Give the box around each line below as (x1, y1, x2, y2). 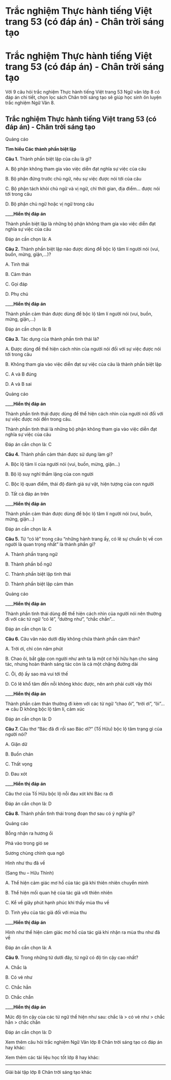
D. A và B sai (5, 381, 32, 387)
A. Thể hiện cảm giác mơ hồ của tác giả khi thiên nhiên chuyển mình (5, 879, 149, 886)
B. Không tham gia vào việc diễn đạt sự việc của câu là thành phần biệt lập (5, 361, 162, 367)
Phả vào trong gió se (5, 840, 49, 846)
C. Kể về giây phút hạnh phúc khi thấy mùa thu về (5, 899, 109, 905)
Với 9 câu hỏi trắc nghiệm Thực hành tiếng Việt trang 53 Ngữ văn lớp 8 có (5, 89, 160, 95)
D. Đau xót (5, 770, 27, 777)
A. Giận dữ (5, 741, 27, 747)
